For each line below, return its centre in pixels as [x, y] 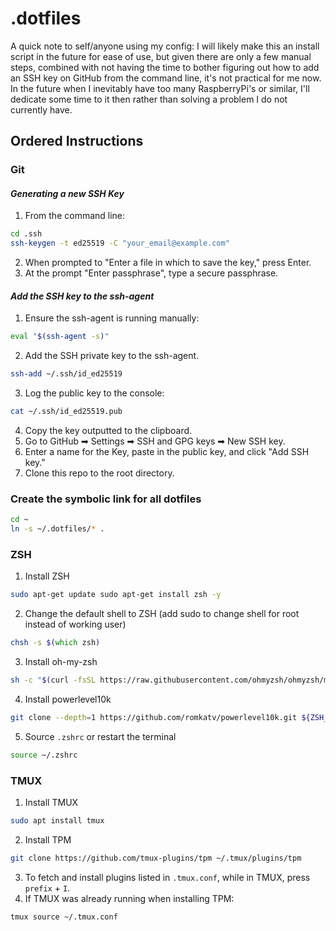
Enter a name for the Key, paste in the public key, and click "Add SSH [167, 452]
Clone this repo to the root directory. [99, 473]
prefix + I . [47, 888]
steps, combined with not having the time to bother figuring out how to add [165, 67]
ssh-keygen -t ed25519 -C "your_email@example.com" [120, 243]
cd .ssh [26, 234]
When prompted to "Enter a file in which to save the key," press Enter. [168, 263]
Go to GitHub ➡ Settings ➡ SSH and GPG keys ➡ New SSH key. [155, 441]
